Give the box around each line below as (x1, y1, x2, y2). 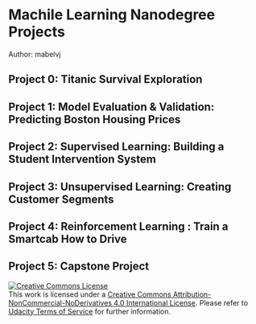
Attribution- (172, 289, 212, 299)
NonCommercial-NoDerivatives (8, 297, 113, 307)
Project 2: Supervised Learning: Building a (8, 140, 225, 154)
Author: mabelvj (8, 49, 62, 59)
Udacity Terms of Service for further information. (8, 306, 171, 316)
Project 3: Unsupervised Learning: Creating (8, 179, 232, 194)
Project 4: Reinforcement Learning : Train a (8, 219, 229, 233)
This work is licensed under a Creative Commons (8, 289, 171, 299)
